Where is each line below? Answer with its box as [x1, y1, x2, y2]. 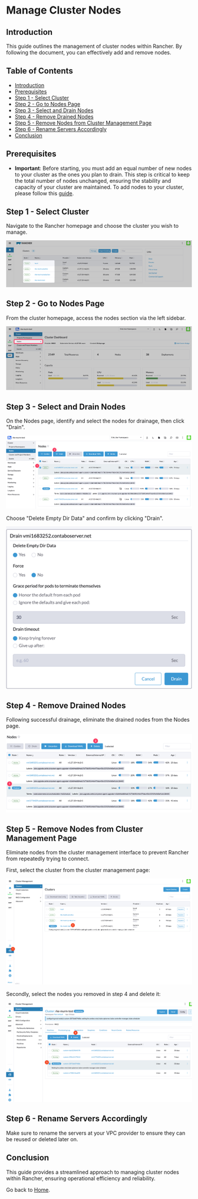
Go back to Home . [6, 1186, 51, 1193]
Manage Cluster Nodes [6, 4, 121, 17]
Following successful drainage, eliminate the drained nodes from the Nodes [6, 716, 190, 723]
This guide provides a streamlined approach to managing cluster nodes [6, 1168, 180, 1175]
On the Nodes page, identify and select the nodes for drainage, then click [6, 417, 184, 425]
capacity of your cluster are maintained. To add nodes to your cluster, [14, 184, 184, 191]
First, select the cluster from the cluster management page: [6, 867, 150, 874]
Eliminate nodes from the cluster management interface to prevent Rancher [6, 849, 189, 856]
